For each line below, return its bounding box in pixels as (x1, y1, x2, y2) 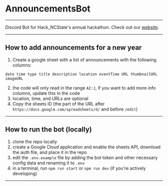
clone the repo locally (12, 138, 57, 144)
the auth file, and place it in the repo (12, 149, 87, 155)
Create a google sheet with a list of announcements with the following (12, 56, 156, 62)
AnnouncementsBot (5, 3, 91, 14)
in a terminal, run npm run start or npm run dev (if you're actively (12, 165, 146, 171)
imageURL (5, 76, 23, 81)
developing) (12, 170, 37, 176)
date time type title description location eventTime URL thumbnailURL (5, 71, 157, 76)
